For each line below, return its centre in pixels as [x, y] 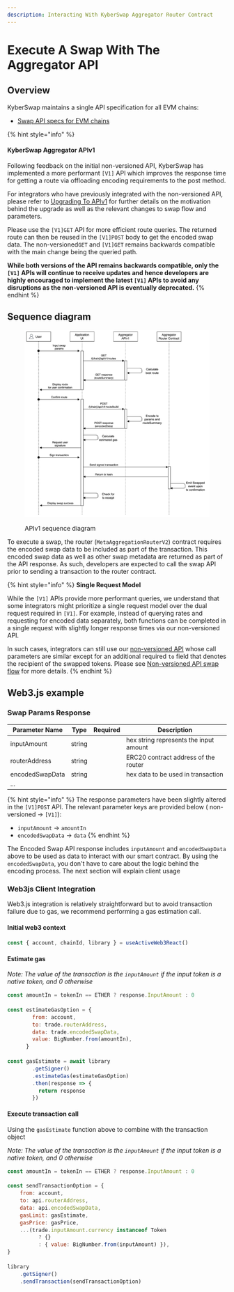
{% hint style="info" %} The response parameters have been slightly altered [117, 799]
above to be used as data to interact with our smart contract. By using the [113, 856]
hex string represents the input [170, 740]
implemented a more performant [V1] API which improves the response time [117, 173]
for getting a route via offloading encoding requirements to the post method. [117, 180]
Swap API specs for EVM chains [63, 120]
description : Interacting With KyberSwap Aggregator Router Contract [110, 15]
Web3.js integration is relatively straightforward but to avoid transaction [110, 904]
